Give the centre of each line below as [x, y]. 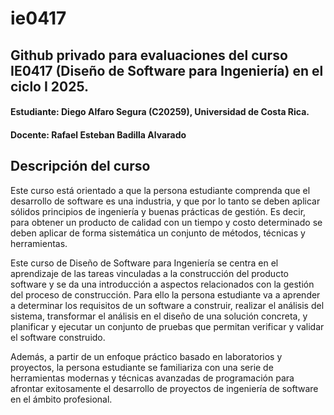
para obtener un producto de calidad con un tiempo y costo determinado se [166, 222]
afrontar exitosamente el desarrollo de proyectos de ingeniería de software [164, 388]
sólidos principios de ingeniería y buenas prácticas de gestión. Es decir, [158, 211]
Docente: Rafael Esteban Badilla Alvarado [98, 134]
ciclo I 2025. [50, 86]
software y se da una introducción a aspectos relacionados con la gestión [162, 284]
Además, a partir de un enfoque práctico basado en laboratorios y [146, 356]
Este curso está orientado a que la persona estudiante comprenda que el [160, 190]
